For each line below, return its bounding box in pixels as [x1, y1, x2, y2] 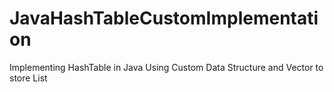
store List [9, 72, 48, 84]
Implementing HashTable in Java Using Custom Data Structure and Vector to [9, 61, 324, 73]
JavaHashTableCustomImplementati [9, 7, 319, 30]
